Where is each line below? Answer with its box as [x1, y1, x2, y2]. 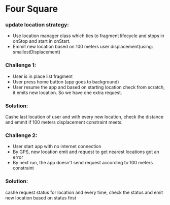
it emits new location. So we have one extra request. [12, 90, 122, 96]
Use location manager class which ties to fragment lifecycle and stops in [12, 33, 164, 39]
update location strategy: [5, 21, 70, 28]
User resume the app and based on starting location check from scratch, [12, 84, 165, 90]
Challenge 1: [5, 62, 37, 69]
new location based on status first [5, 194, 77, 201]
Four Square [5, 3, 58, 15]
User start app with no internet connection [12, 143, 101, 150]
